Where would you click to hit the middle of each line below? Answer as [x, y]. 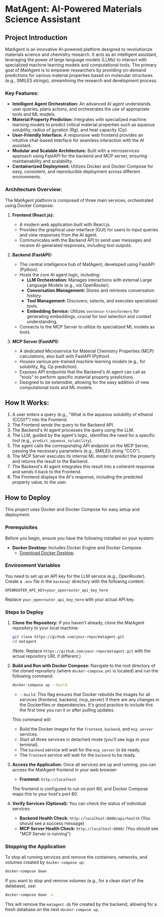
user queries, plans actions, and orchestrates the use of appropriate [81, 109]
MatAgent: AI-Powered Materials [73, 9]
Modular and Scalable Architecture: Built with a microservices [76, 151]
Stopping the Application [35, 846]
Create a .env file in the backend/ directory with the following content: [75, 581]
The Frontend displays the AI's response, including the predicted [77, 477]
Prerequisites [21, 527]
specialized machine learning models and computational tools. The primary [81, 65]
